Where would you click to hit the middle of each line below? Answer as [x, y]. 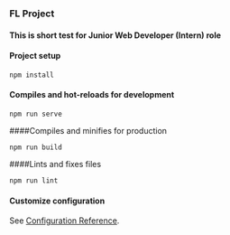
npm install [32, 75]
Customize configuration [57, 201]
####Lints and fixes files [55, 164]
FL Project [32, 14]
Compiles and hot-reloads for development [92, 95]
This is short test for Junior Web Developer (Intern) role [115, 35]
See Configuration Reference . [64, 221]
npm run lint [34, 180]
